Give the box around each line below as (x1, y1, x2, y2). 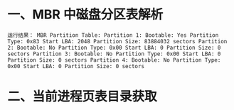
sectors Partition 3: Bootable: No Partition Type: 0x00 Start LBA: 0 (7, 50, 221, 57)
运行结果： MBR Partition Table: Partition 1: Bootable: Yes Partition (7, 31, 219, 39)
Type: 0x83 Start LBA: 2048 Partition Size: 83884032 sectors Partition (7, 38, 228, 45)
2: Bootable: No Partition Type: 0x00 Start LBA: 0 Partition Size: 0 (7, 44, 221, 51)
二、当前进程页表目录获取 (7, 89, 158, 105)
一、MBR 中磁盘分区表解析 (7, 6, 164, 23)
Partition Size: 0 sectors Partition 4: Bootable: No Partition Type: (7, 56, 221, 64)
